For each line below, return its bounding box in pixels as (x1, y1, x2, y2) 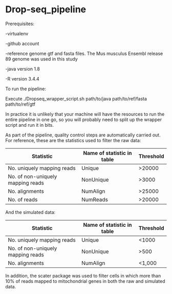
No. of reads (8, 196, 38, 203)
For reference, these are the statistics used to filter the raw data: (5, 137, 141, 143)
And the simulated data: (5, 209, 56, 215)
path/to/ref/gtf (5, 101, 36, 107)
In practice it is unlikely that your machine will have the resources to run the (5, 111, 165, 117)
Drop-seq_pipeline (5, 4, 86, 15)
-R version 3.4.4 (5, 75, 39, 82)
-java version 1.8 (5, 66, 40, 72)
